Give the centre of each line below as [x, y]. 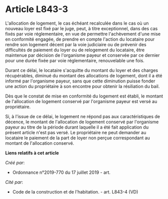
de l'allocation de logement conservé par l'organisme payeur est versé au [81, 101]
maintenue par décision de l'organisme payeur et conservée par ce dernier [82, 55]
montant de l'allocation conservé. [40, 143]
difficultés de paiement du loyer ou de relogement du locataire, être [75, 50]
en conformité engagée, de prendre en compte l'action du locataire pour [80, 39]
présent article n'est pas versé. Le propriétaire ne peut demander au [76, 132]
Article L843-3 [37, 9]
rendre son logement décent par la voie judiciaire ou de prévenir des [76, 44]
